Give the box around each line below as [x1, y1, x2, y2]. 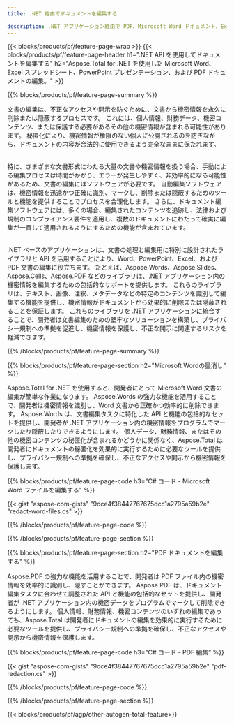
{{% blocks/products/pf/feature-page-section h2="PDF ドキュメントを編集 [7, 548, 224, 557]
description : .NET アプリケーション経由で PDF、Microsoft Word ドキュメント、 [7, 22, 221, 30]
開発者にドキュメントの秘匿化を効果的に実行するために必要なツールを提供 [7, 444, 221, 453]
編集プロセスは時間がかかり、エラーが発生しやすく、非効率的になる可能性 [13, 170, 227, 179]
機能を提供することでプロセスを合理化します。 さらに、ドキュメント [19, 197, 216, 205]
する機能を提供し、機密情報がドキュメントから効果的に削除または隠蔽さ [13, 298, 221, 306]
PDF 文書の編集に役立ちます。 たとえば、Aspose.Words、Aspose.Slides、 [7, 263, 221, 271]
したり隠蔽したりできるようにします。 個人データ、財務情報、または [13, 427, 210, 435]
